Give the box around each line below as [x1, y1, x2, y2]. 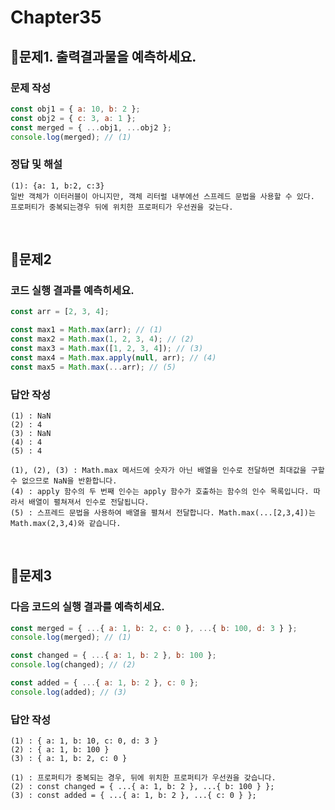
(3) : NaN [10, 428, 52, 438]
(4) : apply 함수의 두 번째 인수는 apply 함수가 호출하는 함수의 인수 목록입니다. [10, 486, 310, 496]
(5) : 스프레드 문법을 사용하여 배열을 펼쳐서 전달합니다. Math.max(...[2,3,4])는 [10, 507, 316, 518]
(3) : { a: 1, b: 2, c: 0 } [10, 754, 128, 764]
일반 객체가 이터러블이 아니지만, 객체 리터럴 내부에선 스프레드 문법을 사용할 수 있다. [10, 191, 315, 201]
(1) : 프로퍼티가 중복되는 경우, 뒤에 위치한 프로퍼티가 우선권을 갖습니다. [10, 773, 277, 783]
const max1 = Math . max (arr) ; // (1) [10, 325, 163, 335]
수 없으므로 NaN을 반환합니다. [10, 476, 118, 486]
